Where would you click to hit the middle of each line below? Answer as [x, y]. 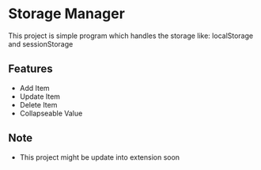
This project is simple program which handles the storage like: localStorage [131, 36]
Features [30, 69]
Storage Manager [66, 14]
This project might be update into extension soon [100, 157]
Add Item [34, 88]
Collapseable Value [51, 113]
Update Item [40, 96]
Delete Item [38, 104]
